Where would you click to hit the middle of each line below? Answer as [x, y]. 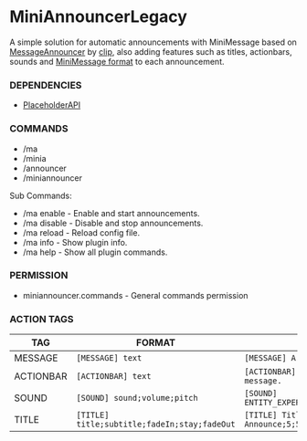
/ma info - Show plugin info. [75, 242]
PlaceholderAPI [52, 105]
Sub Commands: [41, 195]
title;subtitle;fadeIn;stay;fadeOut [156, 425]
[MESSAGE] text [109, 358]
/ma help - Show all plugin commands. [95, 252]
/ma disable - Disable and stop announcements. [113, 223]
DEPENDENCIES [46, 85]
